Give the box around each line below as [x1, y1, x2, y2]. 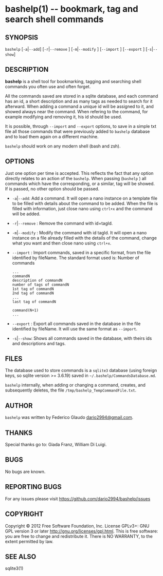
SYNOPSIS [5, 33, 38, 41]
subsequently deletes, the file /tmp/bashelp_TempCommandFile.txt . [5, 387, 137, 393]
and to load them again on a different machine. [5, 133, 99, 140]
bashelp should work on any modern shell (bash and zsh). [5, 143, 121, 149]
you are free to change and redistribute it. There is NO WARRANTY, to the [5, 533, 153, 539]
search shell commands [5, 14, 104, 25]
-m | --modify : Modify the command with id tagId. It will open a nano [12, 229, 147, 235]
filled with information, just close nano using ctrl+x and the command [12, 206, 153, 211]
